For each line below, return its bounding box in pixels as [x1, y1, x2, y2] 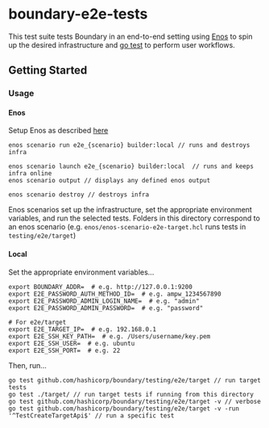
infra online [8, 170, 52, 178]
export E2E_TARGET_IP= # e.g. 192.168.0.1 [8, 325, 157, 334]
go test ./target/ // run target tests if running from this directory [8, 390, 254, 398]
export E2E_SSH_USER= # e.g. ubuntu [8, 339, 135, 347]
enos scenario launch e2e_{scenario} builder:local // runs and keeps [8, 162, 254, 170]
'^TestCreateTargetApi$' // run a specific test [8, 411, 175, 420]
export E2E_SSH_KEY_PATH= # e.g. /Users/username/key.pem [8, 332, 211, 340]
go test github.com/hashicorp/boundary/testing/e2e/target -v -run [8, 405, 240, 413]
